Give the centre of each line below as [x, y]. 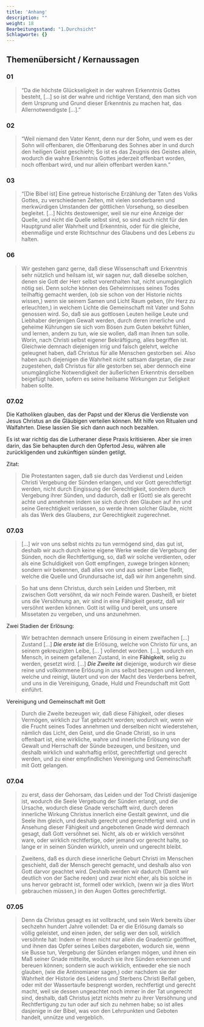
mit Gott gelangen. [44, 766]
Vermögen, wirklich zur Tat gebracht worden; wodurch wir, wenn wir [107, 720]
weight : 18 [20, 23]
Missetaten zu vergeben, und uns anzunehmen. [81, 614]
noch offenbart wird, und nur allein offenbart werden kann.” [96, 165]
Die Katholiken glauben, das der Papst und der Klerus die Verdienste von [97, 414]
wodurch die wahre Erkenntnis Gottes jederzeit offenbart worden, [103, 158]
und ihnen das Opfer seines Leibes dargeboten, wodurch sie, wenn [105, 946]
